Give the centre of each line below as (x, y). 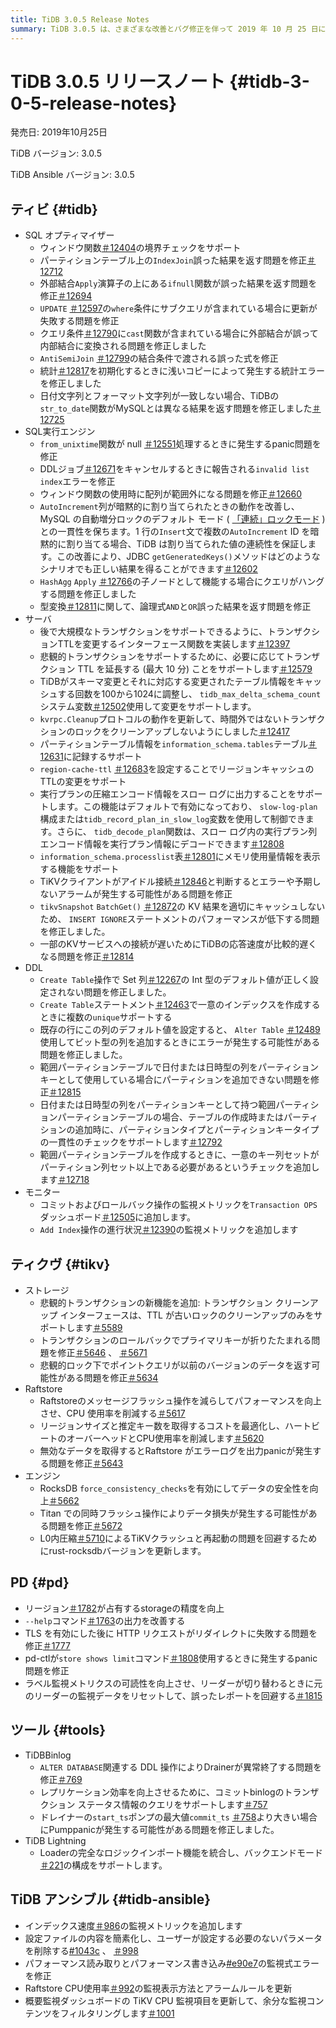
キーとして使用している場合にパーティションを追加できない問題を (175, 1080)
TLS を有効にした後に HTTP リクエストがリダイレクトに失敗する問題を (171, 1633)
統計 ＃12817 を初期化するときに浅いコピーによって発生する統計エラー (182, 371)
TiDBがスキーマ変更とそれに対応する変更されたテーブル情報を (168, 682)
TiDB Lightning (55, 1840)
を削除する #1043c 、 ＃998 (81, 1950)
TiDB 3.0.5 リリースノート (118, 81)
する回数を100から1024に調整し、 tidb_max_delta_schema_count (189, 694)
